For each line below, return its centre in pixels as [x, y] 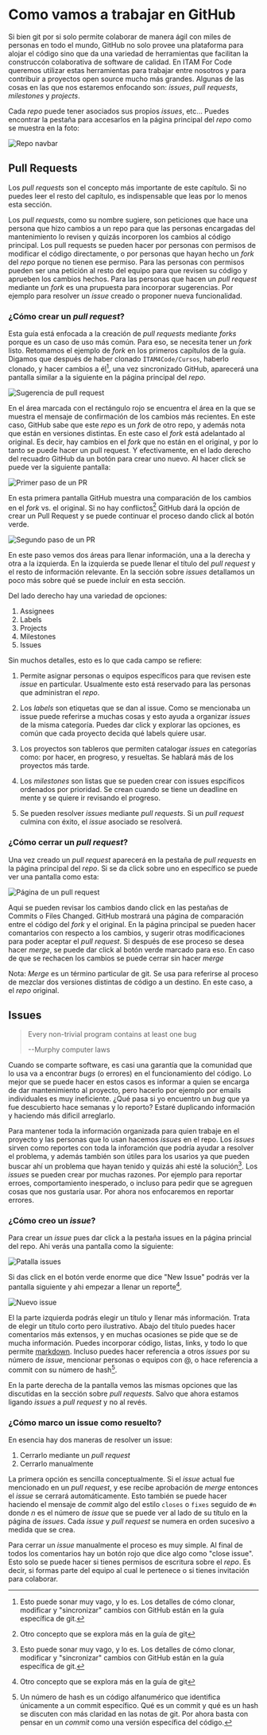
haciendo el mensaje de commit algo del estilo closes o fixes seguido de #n [132, 1505]
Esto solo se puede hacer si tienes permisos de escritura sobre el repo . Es [130, 1562]
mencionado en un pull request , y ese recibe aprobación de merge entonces [133, 1488]
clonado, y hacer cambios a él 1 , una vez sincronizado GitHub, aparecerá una [133, 368]
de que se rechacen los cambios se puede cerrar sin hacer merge [116, 958]
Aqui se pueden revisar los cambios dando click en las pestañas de [118, 907]
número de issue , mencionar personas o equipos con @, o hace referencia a [133, 1360]
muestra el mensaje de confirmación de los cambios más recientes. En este [132, 416]
